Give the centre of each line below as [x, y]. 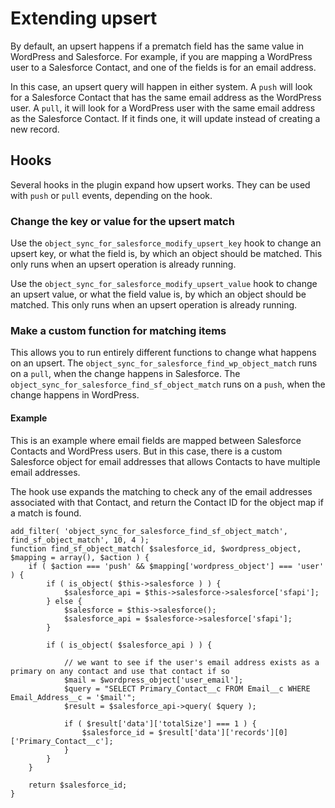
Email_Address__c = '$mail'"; [73, 697]
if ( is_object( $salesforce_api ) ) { [129, 645]
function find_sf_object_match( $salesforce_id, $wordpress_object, [156, 548]
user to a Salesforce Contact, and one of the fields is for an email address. [163, 67]
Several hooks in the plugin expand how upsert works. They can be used [160, 184]
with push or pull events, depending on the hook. [111, 195]
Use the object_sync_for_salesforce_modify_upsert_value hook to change [164, 284]
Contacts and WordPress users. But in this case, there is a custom [146, 451]
